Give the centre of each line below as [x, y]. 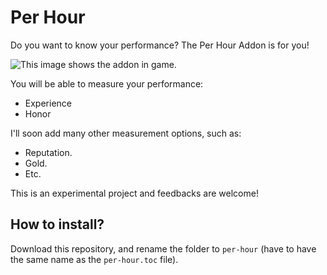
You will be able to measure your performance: [107, 83]
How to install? [57, 224]
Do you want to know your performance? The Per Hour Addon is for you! [160, 45]
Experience [48, 103]
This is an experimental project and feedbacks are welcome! [134, 193]
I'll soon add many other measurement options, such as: [126, 133]
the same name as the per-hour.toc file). [94, 259]
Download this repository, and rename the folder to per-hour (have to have [163, 248]
